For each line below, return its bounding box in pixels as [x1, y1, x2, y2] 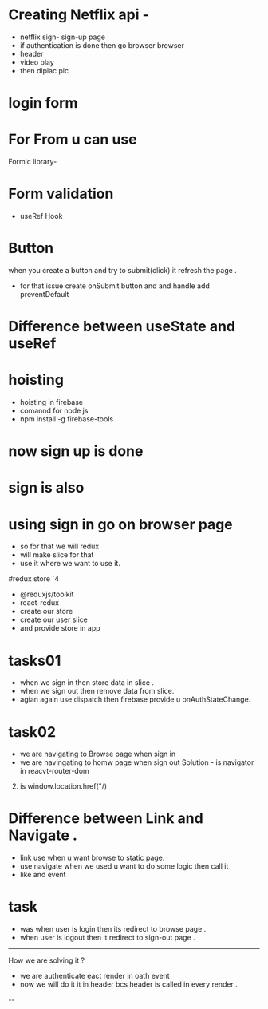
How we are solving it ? [8, 956, 85, 965]
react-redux [19, 598, 60, 607]
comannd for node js [19, 406, 89, 416]
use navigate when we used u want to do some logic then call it [19, 861, 229, 871]
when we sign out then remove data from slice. [19, 687, 175, 696]
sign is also [8, 479, 85, 497]
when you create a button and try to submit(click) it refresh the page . [8, 265, 237, 275]
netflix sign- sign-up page [19, 32, 106, 42]
